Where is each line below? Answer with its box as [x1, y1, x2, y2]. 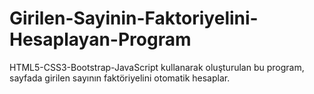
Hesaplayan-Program [9, 28, 192, 51]
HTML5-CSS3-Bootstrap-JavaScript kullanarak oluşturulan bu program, [9, 61, 305, 73]
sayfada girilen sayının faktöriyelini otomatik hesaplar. [9, 72, 231, 84]
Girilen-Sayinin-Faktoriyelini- [9, 7, 259, 30]
